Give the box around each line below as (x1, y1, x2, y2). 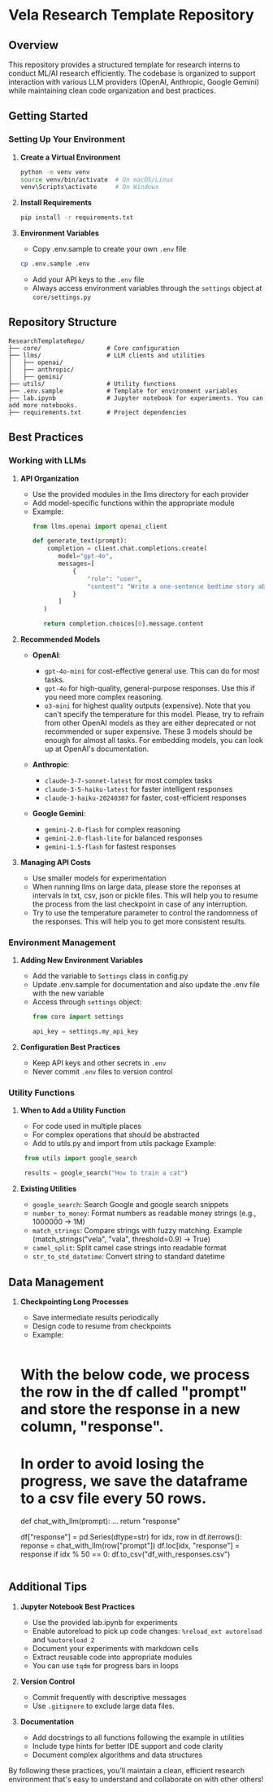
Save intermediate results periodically (32, 1312, 159, 1322)
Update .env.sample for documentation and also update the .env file (32, 980, 260, 990)
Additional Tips (8, 1580, 88, 1594)
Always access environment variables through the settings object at (32, 283, 262, 293)
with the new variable (32, 988, 105, 999)
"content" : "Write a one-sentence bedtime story (86, 582, 255, 591)
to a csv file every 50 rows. (19, 1489, 207, 1508)
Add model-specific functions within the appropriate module (32, 498, 235, 507)
